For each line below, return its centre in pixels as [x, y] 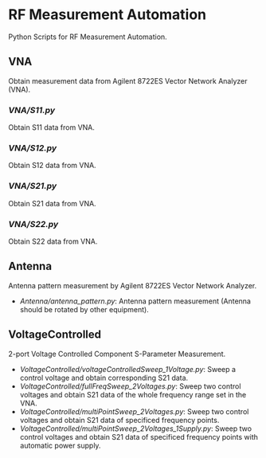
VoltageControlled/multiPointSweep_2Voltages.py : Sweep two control [134, 411]
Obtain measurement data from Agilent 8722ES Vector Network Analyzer [128, 80]
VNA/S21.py [33, 186]
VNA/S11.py [32, 110]
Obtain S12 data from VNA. [53, 166]
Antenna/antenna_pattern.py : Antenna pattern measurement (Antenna [135, 301]
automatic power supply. [60, 445]
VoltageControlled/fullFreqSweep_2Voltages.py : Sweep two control [130, 386]
